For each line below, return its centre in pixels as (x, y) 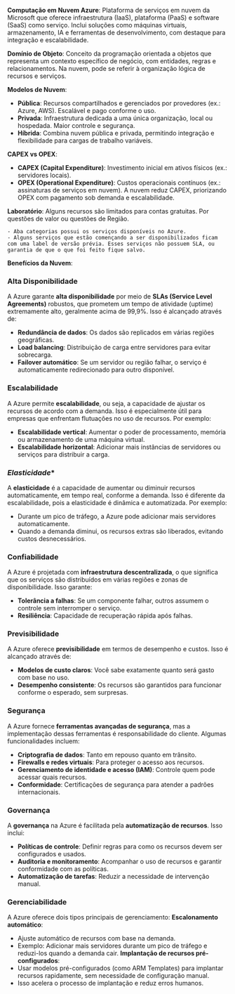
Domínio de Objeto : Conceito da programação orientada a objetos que (109, 53)
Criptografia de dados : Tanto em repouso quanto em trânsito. (107, 754)
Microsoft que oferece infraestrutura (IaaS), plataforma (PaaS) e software (113, 18)
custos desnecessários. (52, 538)
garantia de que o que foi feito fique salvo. (76, 250)
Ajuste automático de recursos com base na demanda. (96, 939)
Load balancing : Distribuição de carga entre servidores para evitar (114, 348)
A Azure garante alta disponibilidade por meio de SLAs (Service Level (110, 296)
